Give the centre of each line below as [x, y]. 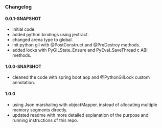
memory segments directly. [40, 110]
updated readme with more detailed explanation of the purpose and [80, 115]
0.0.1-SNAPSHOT [23, 19]
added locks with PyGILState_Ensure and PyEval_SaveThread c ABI [80, 50]
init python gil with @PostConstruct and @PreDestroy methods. [76, 45]
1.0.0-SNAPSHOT [23, 66]
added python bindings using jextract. [50, 35]
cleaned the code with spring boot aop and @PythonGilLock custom [81, 77]
